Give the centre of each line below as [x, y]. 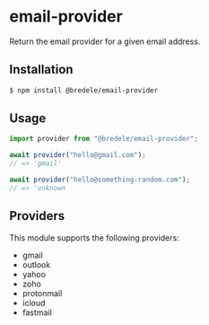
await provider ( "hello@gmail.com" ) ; [78, 155]
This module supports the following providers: [94, 237]
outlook [36, 264]
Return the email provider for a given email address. [105, 41]
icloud [34, 303]
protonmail [42, 293]
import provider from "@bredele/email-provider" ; [104, 139]
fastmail [37, 312]
